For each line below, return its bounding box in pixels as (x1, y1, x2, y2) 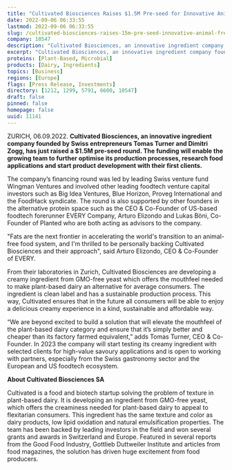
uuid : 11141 (7, 113, 41, 120)
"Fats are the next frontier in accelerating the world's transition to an (7, 232, 202, 241)
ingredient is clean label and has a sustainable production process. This (7, 290, 211, 298)
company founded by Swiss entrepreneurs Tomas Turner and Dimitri (7, 139, 209, 147)
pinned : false (7, 100, 48, 107)
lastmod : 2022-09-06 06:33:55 (7, 23, 95, 30)
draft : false (7, 94, 45, 101)
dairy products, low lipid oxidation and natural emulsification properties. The (7, 417, 224, 426)
